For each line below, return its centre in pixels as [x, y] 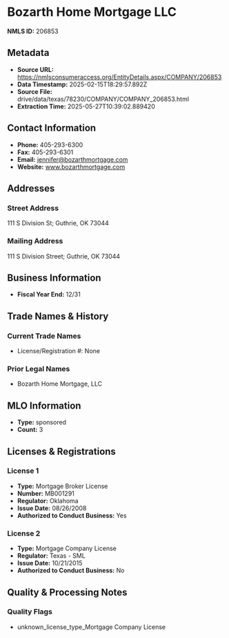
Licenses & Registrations [61, 451]
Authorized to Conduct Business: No [71, 570]
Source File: [35, 91]
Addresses [31, 188]
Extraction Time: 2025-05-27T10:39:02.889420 [86, 106]
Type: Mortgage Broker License [62, 486]
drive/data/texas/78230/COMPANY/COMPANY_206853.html [103, 99]
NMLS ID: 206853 [33, 31]
